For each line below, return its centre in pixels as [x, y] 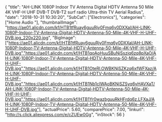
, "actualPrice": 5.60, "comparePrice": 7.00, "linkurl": [93, 109]
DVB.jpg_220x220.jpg [27, 38]
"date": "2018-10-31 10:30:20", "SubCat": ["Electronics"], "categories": [75, 17]
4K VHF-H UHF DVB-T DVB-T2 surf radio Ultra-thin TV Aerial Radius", [74, 12]
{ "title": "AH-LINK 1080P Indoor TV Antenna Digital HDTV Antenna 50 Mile [79, 7]
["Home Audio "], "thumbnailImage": [41, 22]
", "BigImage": [62, 38]
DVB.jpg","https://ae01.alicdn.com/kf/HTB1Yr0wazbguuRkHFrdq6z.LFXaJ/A [80, 99]
